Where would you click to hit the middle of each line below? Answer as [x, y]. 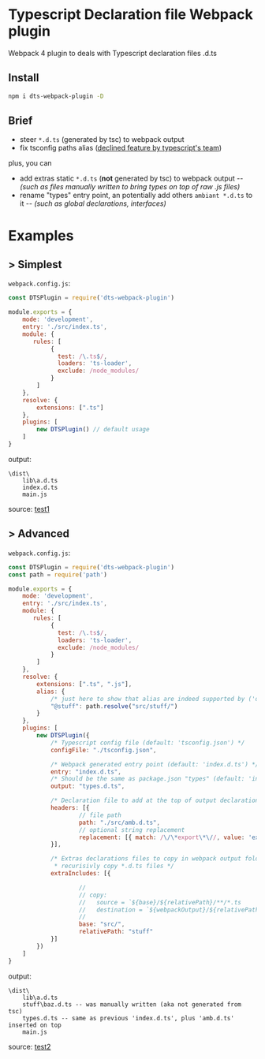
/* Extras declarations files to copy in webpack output [146, 859]
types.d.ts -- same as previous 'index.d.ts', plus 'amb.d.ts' [129, 1018]
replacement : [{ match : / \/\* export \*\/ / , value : [162, 837]
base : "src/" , [102, 924]
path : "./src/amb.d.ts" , [119, 822]
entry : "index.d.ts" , [86, 772]
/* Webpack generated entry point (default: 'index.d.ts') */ [155, 764]
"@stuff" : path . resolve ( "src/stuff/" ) [114, 706]
